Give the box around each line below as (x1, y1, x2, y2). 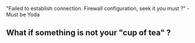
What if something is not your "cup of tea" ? (6, 28, 171, 38)
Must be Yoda (6, 11, 40, 18)
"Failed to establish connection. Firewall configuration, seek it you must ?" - (6, 5, 190, 12)
